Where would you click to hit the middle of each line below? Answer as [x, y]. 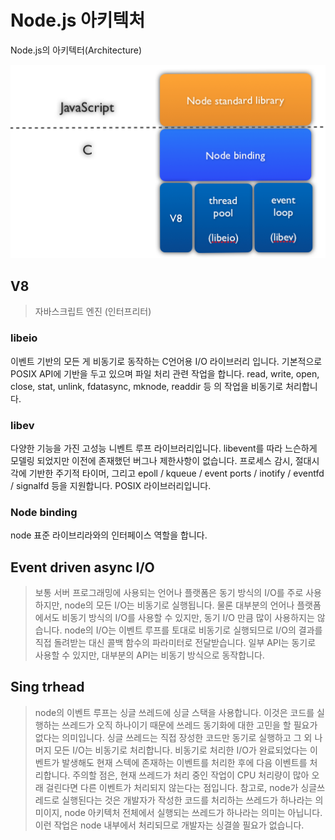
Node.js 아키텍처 [78, 20]
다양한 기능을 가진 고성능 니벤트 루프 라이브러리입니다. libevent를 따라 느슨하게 [164, 448]
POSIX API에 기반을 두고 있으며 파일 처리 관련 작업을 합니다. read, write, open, [165, 373]
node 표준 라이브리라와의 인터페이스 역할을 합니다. [109, 535]
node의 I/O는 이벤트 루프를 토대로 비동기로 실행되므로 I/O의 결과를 [193, 630]
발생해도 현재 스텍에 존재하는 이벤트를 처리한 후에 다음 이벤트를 [184, 762]
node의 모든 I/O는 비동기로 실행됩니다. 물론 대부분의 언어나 [179, 605]
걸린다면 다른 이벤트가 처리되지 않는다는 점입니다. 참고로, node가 [172, 787]
